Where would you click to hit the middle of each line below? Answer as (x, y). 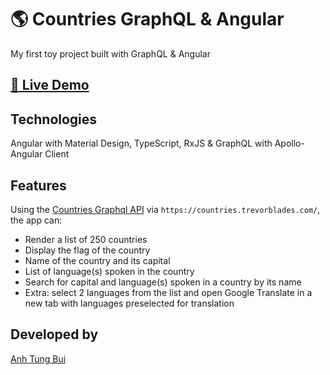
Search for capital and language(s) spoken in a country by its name (163, 282)
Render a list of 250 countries (86, 239)
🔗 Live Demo (50, 85)
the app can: (36, 220)
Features (38, 185)
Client (57, 154)
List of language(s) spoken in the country (109, 271)
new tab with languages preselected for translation (129, 303)
